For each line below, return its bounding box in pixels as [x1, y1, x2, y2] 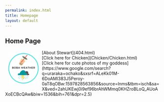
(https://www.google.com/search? [42, 65, 111, 71]
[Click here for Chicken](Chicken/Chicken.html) [42, 55, 138, 61]
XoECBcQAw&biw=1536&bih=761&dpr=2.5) [5, 91, 92, 97]
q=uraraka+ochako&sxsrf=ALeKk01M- [42, 71, 119, 77]
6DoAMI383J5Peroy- [42, 76, 85, 82]
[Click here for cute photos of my [42, 60, 109, 66]
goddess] [109, 60, 129, 66]
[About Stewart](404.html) [42, 50, 95, 56]
